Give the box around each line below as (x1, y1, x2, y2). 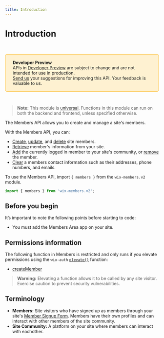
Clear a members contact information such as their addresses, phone (12, 159, 152, 165)
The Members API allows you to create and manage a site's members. (5, 119, 146, 125)
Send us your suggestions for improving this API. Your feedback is (13, 75, 146, 81)
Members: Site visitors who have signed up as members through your (12, 308, 153, 314)
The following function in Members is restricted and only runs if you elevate (5, 252, 157, 258)
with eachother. (12, 328, 44, 334)
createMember (12, 266, 42, 272)
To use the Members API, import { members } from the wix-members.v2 (5, 174, 145, 179)
